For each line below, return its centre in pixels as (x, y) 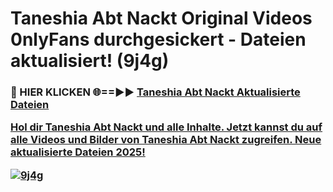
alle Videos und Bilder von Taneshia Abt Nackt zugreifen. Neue (166, 140)
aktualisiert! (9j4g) (90, 61)
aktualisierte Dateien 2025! (78, 152)
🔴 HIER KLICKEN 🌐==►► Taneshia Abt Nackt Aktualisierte (155, 92)
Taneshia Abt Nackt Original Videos (161, 18)
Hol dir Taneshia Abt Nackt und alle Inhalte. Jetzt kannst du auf (166, 127)
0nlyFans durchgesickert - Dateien (158, 39)
